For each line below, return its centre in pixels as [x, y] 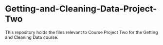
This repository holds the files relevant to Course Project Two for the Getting [81, 32]
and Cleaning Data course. [32, 37]
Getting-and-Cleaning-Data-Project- [81, 9]
